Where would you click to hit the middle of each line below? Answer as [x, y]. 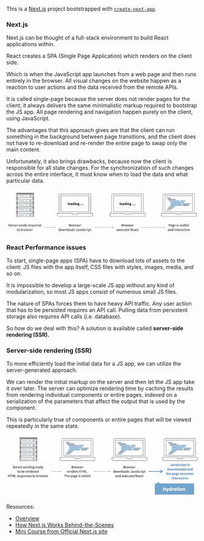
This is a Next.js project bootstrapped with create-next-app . [82, 9]
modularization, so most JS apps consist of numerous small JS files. [92, 292]
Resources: [20, 507]
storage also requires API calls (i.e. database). [64, 316]
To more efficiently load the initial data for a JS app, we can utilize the [94, 364]
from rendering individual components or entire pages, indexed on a [92, 395]
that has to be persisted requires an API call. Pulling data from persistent [97, 310]
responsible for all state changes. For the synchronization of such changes [100, 168]
